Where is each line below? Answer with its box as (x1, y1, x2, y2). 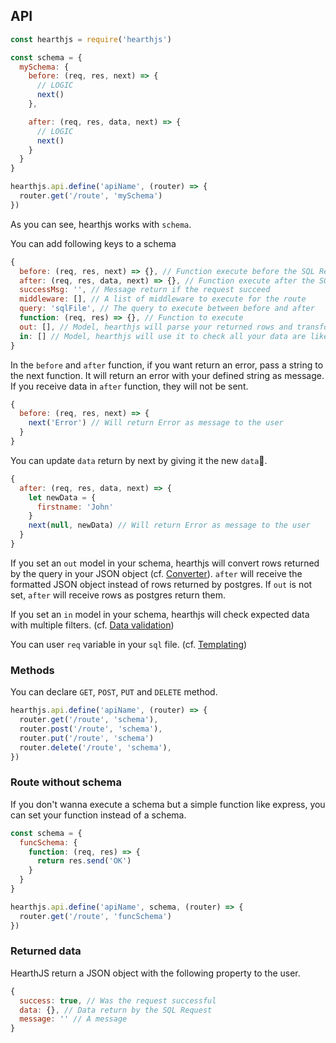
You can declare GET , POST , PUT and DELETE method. (10, 686, 218, 698)
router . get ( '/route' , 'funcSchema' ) (19, 911, 172, 921)
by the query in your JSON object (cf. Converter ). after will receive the (10, 567, 303, 579)
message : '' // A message (19, 1014, 128, 1024)
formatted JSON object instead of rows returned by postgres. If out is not (10, 578, 313, 590)
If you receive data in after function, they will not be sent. (10, 380, 249, 392)
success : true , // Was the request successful (19, 995, 217, 1006)
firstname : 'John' (36, 502, 114, 512)
